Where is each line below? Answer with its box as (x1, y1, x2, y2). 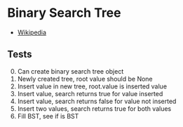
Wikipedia (17, 28, 47, 36)
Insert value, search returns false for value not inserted (17, 97, 177, 105)
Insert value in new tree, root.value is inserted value (17, 82, 167, 91)
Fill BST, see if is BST (17, 112, 79, 120)
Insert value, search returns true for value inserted (17, 89, 163, 98)
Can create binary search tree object (17, 67, 124, 75)
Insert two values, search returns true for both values (17, 104, 172, 113)
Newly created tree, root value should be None (17, 74, 153, 83)
